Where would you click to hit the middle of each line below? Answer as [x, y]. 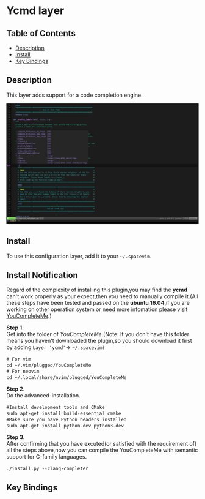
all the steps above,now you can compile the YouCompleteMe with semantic [102, 450]
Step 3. [16, 437]
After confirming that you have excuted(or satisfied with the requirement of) [102, 444]
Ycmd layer [35, 11]
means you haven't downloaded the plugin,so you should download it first [99, 341]
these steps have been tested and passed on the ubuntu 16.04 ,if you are [98, 303]
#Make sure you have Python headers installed [67, 420]
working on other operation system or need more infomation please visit [97, 309]
